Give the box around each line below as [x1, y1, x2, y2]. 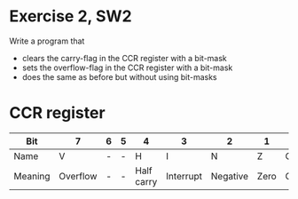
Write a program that [9, 36, 85, 46]
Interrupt [165, 170, 202, 182]
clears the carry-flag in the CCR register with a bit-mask [21, 52, 228, 63]
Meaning [13, 170, 51, 182]
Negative [210, 170, 249, 182]
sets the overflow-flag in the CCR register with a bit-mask [21, 62, 233, 73]
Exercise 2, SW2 [9, 6, 132, 27]
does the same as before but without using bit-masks [21, 71, 217, 82]
